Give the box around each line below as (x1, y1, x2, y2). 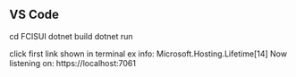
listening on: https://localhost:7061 (9, 57, 137, 68)
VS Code (9, 7, 60, 22)
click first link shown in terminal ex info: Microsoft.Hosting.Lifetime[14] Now (9, 48, 288, 59)
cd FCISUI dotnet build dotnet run (9, 30, 133, 41)
